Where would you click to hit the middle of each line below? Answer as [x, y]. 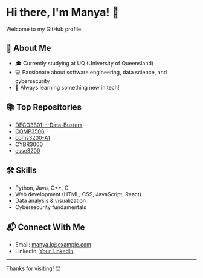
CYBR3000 [29, 144]
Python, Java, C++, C [42, 188]
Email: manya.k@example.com [53, 245]
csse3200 [27, 150]
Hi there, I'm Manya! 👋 [63, 12]
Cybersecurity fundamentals [50, 207]
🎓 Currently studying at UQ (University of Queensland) [84, 63]
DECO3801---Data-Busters [49, 125]
